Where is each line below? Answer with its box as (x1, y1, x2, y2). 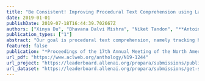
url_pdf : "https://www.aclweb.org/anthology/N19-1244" (6, 54, 149, 60)
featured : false (6, 43, 48, 49)
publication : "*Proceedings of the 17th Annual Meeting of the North (6, 49, 187, 55)
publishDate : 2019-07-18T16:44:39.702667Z (6, 20, 116, 26)
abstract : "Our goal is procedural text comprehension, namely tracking (6, 37, 195, 43)
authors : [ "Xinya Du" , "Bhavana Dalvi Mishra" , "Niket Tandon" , (6, 26, 173, 32)
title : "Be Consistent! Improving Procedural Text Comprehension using (6, 9, 192, 15)
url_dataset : (6, 65, 40, 72)
